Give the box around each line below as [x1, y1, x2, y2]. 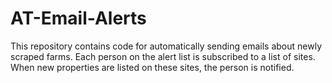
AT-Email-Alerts [10, 7, 147, 30]
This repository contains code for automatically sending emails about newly [10, 40, 323, 52]
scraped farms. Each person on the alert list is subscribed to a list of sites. [10, 50, 316, 62]
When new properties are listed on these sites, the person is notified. [10, 61, 295, 73]
